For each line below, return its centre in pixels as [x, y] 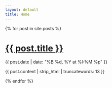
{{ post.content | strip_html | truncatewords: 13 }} [55, 72]
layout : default [22, 10]
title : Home [17, 14]
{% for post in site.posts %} [33, 28]
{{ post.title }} [34, 48]
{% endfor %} [19, 81]
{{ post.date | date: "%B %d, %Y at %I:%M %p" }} [56, 62]
